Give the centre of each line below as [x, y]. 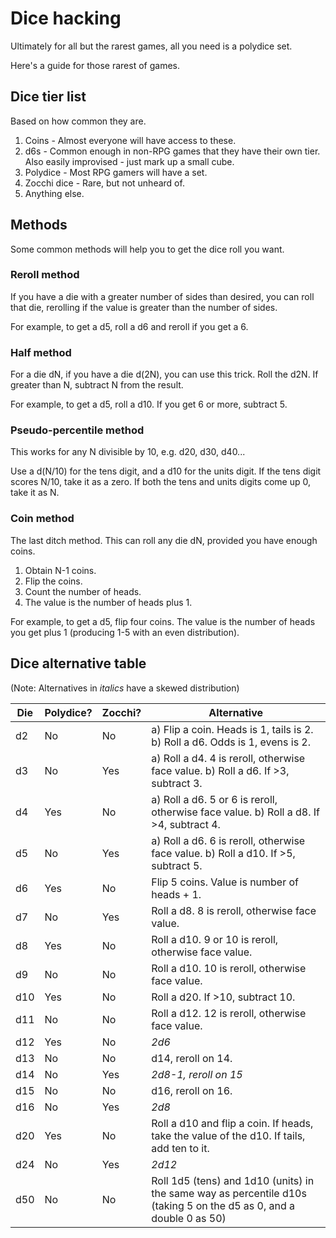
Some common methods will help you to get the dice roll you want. [147, 249]
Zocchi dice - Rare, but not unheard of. [104, 183]
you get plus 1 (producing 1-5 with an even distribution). [125, 632]
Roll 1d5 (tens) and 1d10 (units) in [233, 1180]
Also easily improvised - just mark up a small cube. [129, 161]
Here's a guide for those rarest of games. [95, 65]
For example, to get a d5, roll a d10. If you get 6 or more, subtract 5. [149, 404]
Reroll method [45, 275]
